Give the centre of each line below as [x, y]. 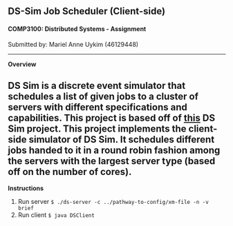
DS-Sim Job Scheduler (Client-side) [86, 11]
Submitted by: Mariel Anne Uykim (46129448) [73, 44]
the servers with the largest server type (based [112, 161]
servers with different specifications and [97, 107]
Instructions [26, 188]
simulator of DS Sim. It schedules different [122, 140]
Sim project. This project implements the [97, 129]
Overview [22, 64]
